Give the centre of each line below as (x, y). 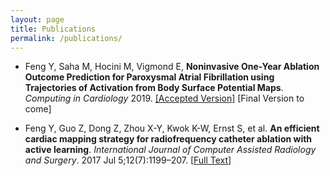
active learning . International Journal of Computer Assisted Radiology (170, 150)
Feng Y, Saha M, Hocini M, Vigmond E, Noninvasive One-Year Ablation (172, 67)
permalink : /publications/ (66, 38)
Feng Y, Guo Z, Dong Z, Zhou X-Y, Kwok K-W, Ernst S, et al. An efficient (172, 128)
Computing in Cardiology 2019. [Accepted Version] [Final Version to (164, 98)
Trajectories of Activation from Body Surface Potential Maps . (154, 88)
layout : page (37, 19)
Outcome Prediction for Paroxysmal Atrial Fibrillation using (149, 77)
